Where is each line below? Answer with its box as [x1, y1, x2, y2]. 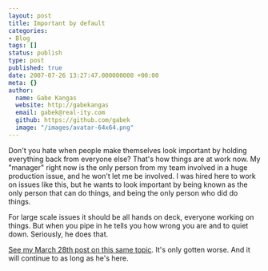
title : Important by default [8, 19, 106, 27]
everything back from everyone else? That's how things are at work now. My [8, 154, 261, 164]
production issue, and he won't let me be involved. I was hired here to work [8, 171, 256, 180]
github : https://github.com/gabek [15, 116, 130, 124]
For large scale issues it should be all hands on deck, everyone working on [8, 212, 254, 221]
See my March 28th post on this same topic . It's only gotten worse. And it [8, 245, 250, 254]
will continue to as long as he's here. [8, 253, 130, 263]
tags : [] [8, 42, 38, 50]
